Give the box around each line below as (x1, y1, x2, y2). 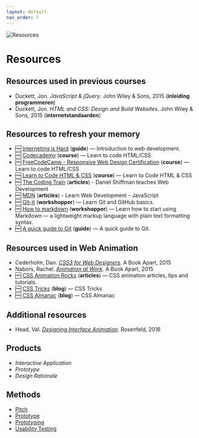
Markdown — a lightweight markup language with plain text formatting (14, 212, 190, 219)
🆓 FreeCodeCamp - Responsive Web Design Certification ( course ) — (14, 158, 190, 166)
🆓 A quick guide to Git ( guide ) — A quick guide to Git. (14, 225, 150, 233)
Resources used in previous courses (6, 76, 146, 86)
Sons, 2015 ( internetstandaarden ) (14, 111, 101, 118)
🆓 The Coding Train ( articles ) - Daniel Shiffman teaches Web (14, 179, 169, 186)
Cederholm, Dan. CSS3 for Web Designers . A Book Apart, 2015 (14, 259, 172, 266)
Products (6, 343, 42, 353)
